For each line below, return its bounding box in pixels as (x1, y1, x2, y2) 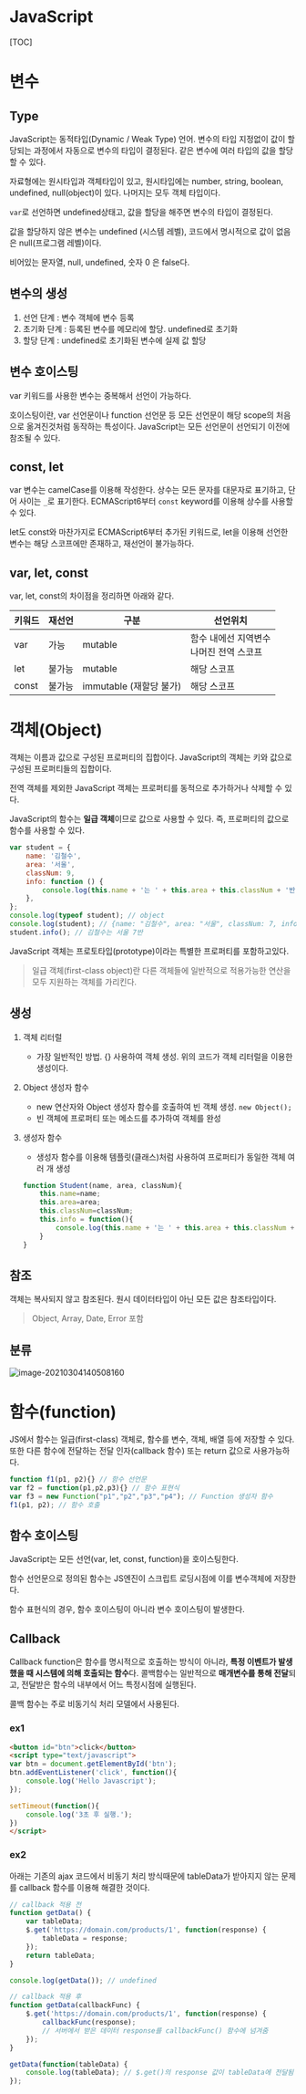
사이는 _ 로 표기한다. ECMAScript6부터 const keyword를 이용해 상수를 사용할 (18, 495, 293, 507)
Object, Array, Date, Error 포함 (31, 1313, 144, 1324)
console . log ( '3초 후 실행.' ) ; (25, 1809, 133, 1819)
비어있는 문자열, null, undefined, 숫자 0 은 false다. (9, 256, 190, 267)
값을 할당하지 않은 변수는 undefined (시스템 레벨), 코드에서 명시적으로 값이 (9, 225, 275, 236)
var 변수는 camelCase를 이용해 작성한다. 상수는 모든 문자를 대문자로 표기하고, (9, 484, 287, 495)
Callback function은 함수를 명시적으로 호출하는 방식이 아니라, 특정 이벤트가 (9, 1656, 277, 1667)
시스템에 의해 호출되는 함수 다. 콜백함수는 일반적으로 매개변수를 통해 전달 (35, 1668, 289, 1679)
